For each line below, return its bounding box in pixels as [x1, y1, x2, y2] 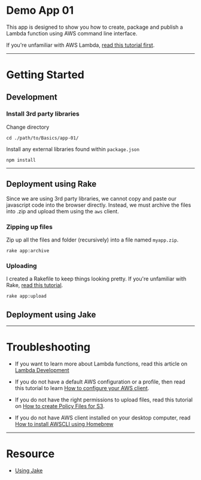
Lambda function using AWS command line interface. [6, 29, 138, 37]
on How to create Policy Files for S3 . [14, 402, 105, 409]
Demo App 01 [6, 4, 74, 17]
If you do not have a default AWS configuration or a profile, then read [14, 378, 185, 385]
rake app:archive [6, 247, 50, 253]
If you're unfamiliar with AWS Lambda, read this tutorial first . [6, 41, 155, 49]
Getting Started [6, 68, 85, 81]
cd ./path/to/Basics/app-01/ [6, 135, 79, 141]
